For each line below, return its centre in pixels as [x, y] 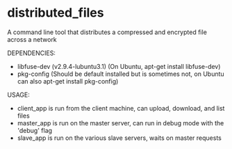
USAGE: [18, 95]
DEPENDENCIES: [31, 53]
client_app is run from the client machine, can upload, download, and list [121, 108]
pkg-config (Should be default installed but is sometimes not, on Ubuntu [121, 74]
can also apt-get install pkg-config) [68, 81]
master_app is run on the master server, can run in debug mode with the [121, 123]
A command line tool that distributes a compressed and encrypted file [107, 32]
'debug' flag [35, 130]
